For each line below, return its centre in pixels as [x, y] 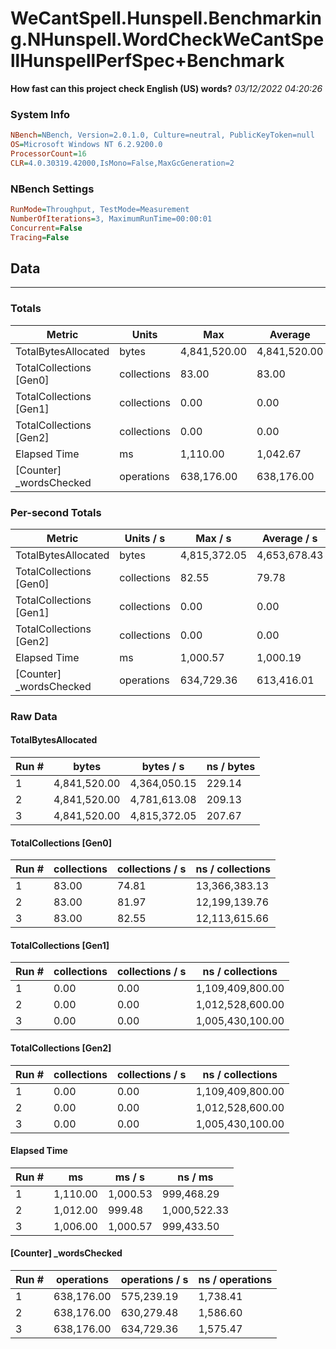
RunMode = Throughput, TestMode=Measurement [100, 210]
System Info [40, 114]
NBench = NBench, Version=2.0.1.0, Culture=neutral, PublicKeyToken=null [162, 135]
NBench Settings [52, 189]
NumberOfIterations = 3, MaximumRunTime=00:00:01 [111, 218]
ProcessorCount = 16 [48, 153]
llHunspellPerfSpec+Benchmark [147, 61]
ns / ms [195, 1177]
